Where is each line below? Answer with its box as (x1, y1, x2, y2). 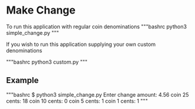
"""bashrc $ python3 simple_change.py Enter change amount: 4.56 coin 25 (6, 91, 189, 98)
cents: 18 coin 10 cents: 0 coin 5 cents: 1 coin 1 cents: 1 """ (6, 97, 148, 104)
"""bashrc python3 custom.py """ (6, 58, 87, 65)
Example (6, 75, 39, 85)
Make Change (6, 4, 76, 17)
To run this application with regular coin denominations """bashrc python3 (6, 23, 187, 30)
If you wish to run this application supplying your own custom (6, 41, 156, 48)
